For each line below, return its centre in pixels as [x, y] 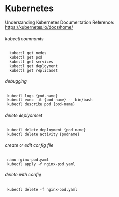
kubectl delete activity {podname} [43, 134]
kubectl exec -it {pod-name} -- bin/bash [50, 100]
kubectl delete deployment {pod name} [47, 130]
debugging [16, 81]
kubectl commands [24, 38]
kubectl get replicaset [33, 71]
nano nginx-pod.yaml [28, 160]
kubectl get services [31, 62]
